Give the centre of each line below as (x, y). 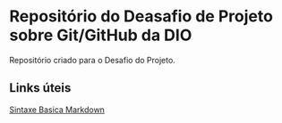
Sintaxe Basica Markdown (57, 110)
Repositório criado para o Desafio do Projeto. (93, 60)
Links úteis (40, 88)
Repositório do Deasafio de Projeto (141, 16)
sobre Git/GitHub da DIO (101, 35)
